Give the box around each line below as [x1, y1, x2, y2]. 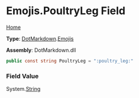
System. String [6, 86, 41, 93]
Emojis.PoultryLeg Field [6, 4, 126, 18]
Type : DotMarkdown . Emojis [6, 35, 74, 42]
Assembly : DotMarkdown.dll [6, 46, 76, 54]
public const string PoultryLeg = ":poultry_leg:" [6, 58, 134, 64]
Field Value [6, 72, 39, 80]
